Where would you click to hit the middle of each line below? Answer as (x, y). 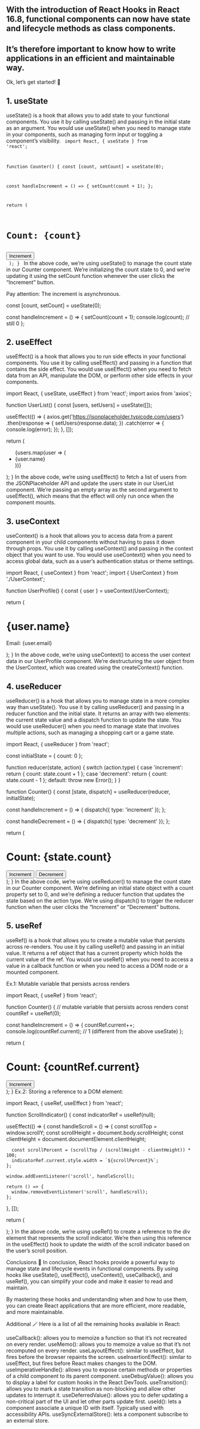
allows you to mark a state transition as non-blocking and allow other (91, 1388)
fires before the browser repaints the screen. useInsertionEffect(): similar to (99, 1357)
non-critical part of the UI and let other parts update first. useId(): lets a (94, 1401)
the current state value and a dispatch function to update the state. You (94, 720)
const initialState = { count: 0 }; (44, 756)
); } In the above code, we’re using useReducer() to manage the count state (99, 881)
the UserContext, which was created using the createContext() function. (95, 668)
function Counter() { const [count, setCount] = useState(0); (85, 166)
